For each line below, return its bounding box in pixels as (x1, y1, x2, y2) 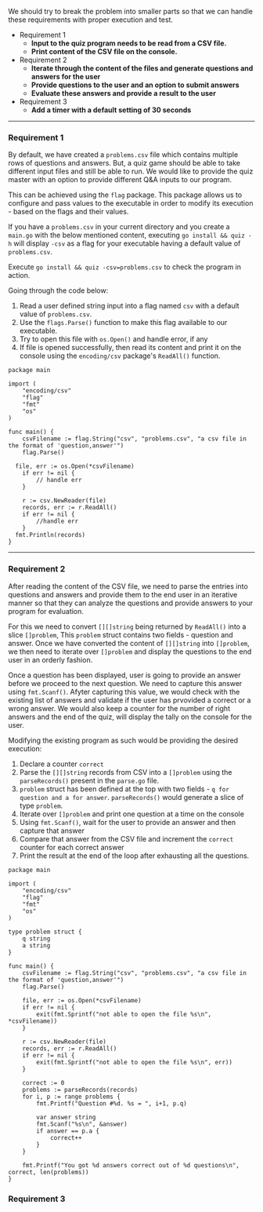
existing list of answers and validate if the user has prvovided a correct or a (8, 695, 251, 705)
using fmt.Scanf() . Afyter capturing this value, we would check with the (8, 687, 240, 696)
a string (22, 941, 51, 949)
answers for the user (31, 72, 101, 81)
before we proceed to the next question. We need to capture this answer (8, 678, 243, 688)
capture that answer (19, 826, 85, 835)
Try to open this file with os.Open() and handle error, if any (19, 334, 208, 344)
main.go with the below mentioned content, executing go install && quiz (8, 231, 245, 240)
